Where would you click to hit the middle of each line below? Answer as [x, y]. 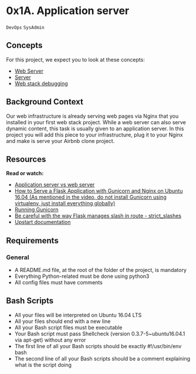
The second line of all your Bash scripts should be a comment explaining [102, 358]
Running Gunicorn [36, 210]
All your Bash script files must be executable [68, 327]
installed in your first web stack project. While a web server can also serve [96, 122]
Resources [26, 159]
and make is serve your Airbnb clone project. [60, 141]
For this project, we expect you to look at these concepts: [75, 59]
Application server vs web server [55, 185]
